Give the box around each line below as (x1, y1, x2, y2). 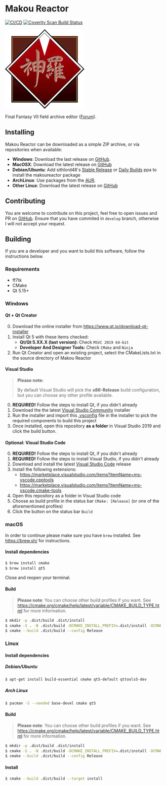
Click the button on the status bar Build (12, 509, 93, 515)
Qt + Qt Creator (5, 312, 38, 318)
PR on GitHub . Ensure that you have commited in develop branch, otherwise (5, 215, 159, 221)
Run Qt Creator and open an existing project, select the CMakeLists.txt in (12, 349, 161, 355)
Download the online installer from (12, 323, 83, 329)
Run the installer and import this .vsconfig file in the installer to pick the (12, 412, 157, 418)
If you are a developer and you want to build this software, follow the (5, 248, 145, 254)
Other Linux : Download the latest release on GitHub (12, 182, 118, 189)
